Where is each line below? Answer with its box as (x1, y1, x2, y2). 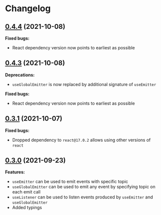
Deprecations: (5, 72, 35, 78)
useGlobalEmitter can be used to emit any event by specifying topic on (12, 184, 156, 190)
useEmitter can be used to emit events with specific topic (12, 179, 128, 185)
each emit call (12, 189, 41, 195)
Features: (5, 169, 25, 175)
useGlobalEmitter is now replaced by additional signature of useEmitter (12, 81, 157, 87)
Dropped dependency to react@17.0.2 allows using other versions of (12, 137, 151, 143)
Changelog (5, 3, 51, 14)
